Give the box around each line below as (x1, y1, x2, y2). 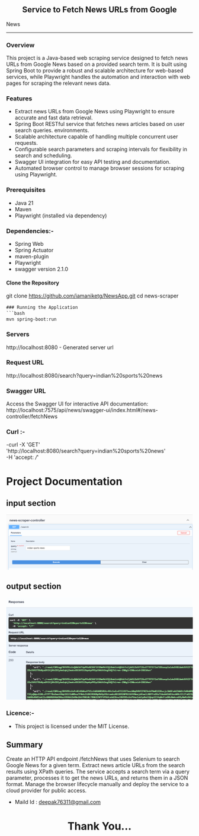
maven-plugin (14, 253, 49, 260)
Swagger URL (6, 387, 46, 395)
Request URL (6, 359, 44, 367)
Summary (6, 739, 43, 750)
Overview (6, 41, 35, 49)
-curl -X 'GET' (6, 441, 40, 448)
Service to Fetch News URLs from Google (22, 5, 177, 15)
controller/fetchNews (6, 413, 58, 420)
